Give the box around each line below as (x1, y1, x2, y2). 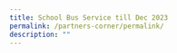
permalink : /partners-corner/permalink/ (9, 22, 165, 31)
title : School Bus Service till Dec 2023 (9, 13, 169, 22)
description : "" (9, 30, 71, 39)
